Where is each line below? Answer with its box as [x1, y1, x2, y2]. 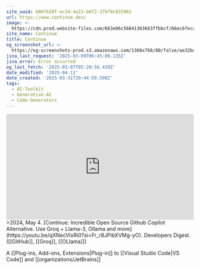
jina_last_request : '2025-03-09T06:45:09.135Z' [6, 53, 127, 59]
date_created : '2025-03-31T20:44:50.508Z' [6, 75, 113, 81]
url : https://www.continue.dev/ [6, 14, 86, 20]
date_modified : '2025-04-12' [6, 70, 79, 76]
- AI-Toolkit [11, 86, 44, 92]
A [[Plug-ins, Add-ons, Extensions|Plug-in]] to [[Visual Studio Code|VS [6, 249, 180, 257]
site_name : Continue [6, 31, 58, 37]
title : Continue [6, 36, 46, 42]
